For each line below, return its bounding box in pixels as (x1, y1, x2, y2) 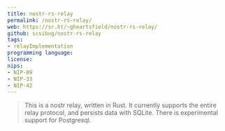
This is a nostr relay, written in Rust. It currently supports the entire (24, 101, 217, 109)
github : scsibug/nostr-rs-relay (7, 29, 101, 37)
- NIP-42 (7, 82, 33, 89)
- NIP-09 (7, 69, 33, 76)
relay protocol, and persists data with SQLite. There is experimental (24, 109, 219, 117)
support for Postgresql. (24, 116, 92, 125)
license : (7, 56, 33, 63)
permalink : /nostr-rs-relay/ (7, 17, 92, 24)
